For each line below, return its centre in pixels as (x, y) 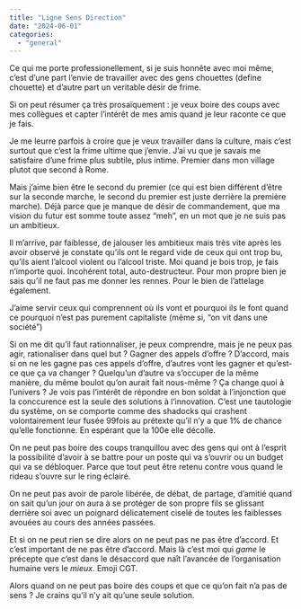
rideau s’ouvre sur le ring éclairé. (70, 476)
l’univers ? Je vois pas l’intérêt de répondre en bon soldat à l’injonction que (148, 393)
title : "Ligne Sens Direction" (68, 18)
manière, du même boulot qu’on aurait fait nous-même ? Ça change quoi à (147, 383)
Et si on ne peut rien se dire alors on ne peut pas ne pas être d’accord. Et (144, 540)
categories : (31, 34)
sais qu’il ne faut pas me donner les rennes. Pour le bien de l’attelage (137, 281)
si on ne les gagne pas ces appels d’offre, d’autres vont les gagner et (137, 364)
